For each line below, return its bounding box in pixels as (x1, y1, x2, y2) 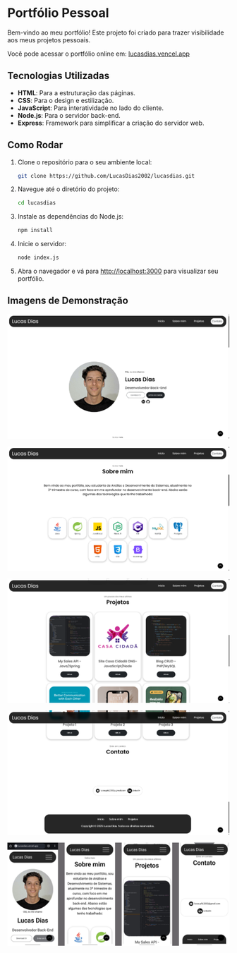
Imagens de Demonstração (7, 295, 128, 307)
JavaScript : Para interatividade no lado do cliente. (17, 104, 164, 112)
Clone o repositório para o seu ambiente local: (17, 157, 152, 166)
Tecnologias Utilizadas (7, 70, 110, 82)
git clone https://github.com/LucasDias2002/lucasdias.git (17, 172, 195, 179)
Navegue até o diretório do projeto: (17, 185, 120, 193)
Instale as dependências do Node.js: (17, 212, 124, 221)
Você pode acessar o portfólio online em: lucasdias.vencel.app (7, 49, 190, 58)
